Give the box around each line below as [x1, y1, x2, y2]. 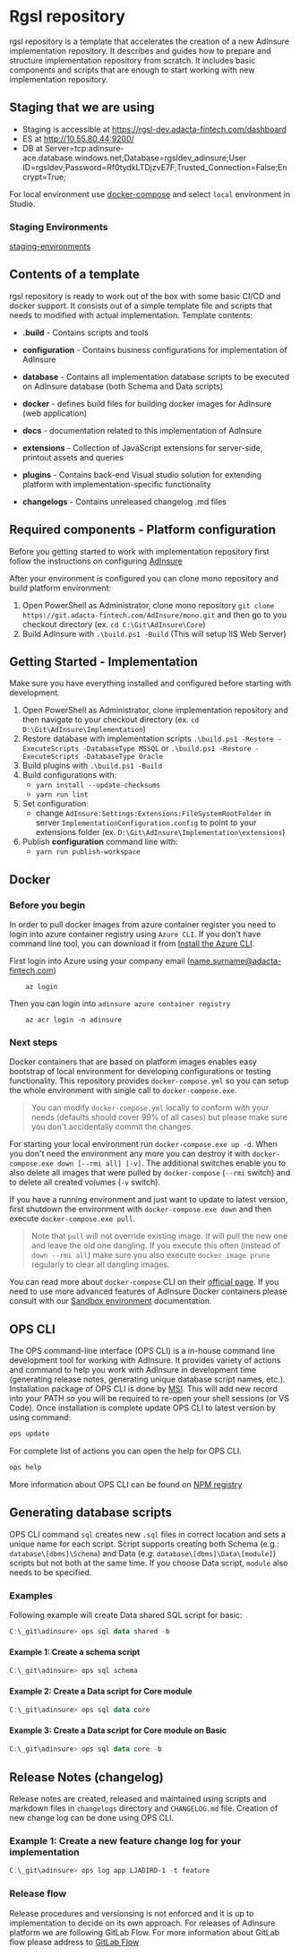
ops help [9, 1463, 42, 1472]
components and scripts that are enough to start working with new [9, 65, 255, 75]
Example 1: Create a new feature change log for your [9, 1834, 242, 1847]
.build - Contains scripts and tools [21, 327, 150, 338]
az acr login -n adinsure [25, 1015, 123, 1025]
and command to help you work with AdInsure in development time [9, 1365, 257, 1375]
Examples [9, 1589, 54, 1601]
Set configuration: [21, 798, 90, 809]
